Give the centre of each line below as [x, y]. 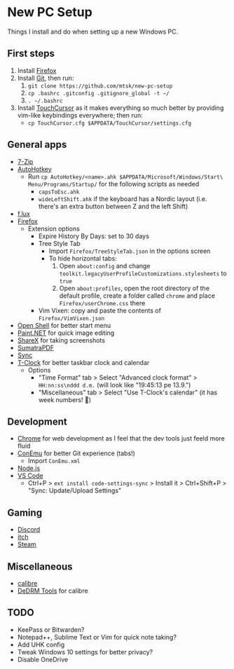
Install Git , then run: [46, 78]
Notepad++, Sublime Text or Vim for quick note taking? [97, 637]
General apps [37, 145]
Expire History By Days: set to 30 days [94, 236]
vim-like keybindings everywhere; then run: [80, 115]
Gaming [25, 512]
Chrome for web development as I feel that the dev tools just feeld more [121, 439]
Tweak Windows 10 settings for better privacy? [85, 651]
